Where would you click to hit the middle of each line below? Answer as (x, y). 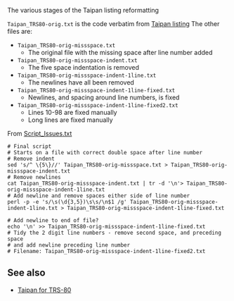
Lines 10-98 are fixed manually (72, 112)
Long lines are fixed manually (71, 120)
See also (26, 273)
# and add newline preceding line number (69, 245)
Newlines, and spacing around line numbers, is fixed (104, 97)
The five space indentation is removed (83, 67)
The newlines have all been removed (81, 82)
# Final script (30, 147)
